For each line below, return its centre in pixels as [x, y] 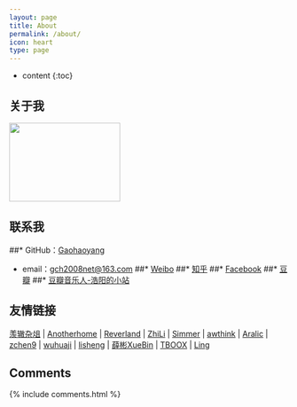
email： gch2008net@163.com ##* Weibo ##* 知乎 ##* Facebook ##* [149, 269]
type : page [29, 51]
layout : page [33, 17]
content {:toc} [47, 75]
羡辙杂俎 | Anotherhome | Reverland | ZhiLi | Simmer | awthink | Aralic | [139, 333]
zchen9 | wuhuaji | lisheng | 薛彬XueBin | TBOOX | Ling [109, 344]
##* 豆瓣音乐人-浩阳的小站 [81, 279]
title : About [33, 26]
